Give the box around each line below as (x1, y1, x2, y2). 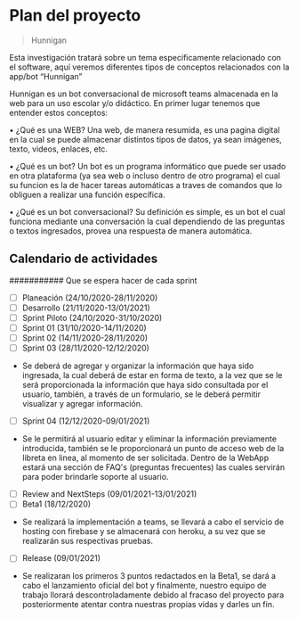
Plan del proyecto (9, 5, 141, 26)
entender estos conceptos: (9, 107, 109, 118)
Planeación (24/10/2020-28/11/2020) (21, 292, 158, 303)
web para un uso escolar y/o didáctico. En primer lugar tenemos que (9, 97, 261, 108)
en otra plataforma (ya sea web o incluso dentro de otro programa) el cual (9, 170, 280, 181)
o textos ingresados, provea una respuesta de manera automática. (9, 225, 253, 236)
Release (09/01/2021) (21, 553, 101, 564)
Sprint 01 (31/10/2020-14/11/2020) (21, 322, 147, 333)
